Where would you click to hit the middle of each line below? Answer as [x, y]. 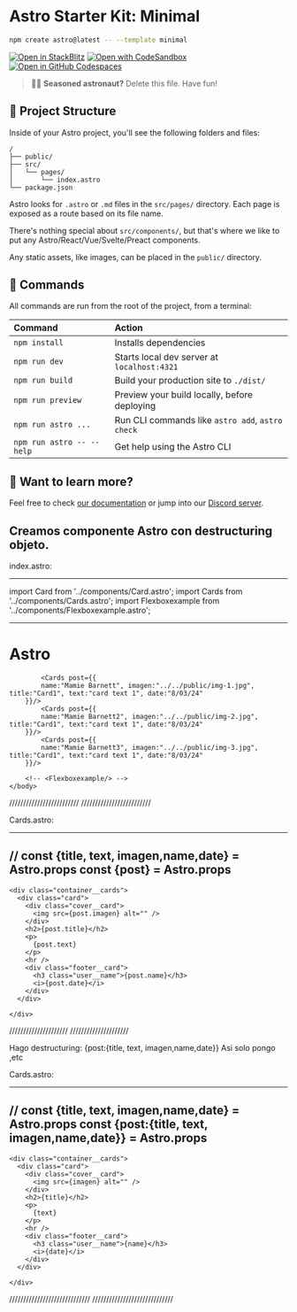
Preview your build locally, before [184, 395]
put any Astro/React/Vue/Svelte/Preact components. [105, 240]
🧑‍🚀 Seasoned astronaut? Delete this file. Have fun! [124, 83]
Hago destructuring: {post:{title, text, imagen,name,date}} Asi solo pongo [142, 1047]
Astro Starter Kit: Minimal [105, 16]
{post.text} [54, 945]
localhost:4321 [146, 367]
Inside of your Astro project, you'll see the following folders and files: [135, 132]
